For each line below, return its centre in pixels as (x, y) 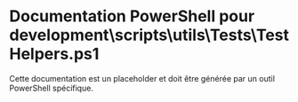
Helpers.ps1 (54, 54)
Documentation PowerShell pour (132, 16)
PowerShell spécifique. (51, 88)
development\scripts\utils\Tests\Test (149, 35)
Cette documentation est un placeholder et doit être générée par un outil (142, 78)
